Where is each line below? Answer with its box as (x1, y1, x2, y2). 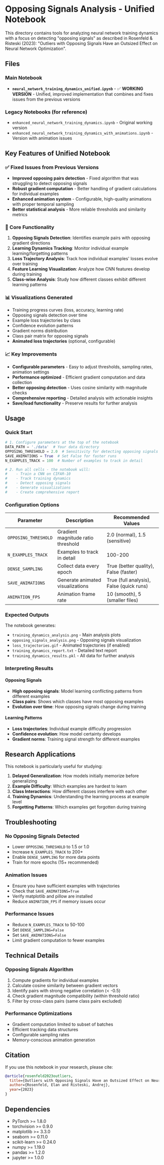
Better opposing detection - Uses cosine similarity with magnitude (12, 384, 147, 390)
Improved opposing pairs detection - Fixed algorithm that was (12, 175, 139, 181)
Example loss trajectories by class (12, 317, 81, 323)
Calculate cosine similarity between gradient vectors (12, 982, 118, 988)
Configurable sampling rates (12, 1031, 70, 1037)
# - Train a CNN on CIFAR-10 (5, 471, 71, 476)
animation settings (12, 369, 50, 375)
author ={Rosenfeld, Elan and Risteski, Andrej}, (9, 1082, 110, 1088)
